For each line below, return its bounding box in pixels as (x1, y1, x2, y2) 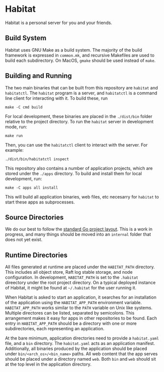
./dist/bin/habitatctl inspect (5, 156, 69, 162)
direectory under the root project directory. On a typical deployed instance (5, 280, 156, 286)
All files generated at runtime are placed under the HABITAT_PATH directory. (5, 264, 155, 270)
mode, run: (5, 124, 27, 130)
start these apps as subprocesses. (5, 199, 75, 205)
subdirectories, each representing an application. (5, 326, 105, 332)
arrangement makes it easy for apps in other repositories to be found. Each (5, 315, 157, 321)
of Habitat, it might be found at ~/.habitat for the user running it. (5, 285, 137, 291)
